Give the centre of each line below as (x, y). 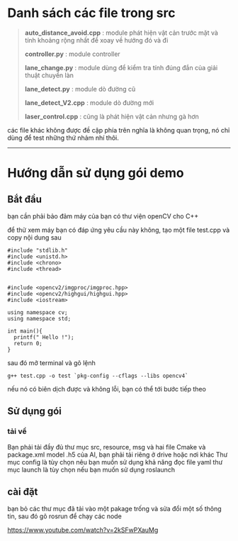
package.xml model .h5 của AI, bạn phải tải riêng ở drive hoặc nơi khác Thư (118, 454)
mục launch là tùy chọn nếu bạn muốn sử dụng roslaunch (91, 469)
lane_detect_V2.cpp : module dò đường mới (89, 102)
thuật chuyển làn (49, 75)
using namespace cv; (38, 312)
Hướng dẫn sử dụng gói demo (96, 173)
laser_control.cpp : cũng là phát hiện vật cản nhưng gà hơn (112, 116)
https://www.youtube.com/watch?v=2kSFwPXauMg (83, 530)
